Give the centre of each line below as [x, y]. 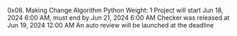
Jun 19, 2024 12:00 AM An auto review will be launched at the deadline [111, 25]
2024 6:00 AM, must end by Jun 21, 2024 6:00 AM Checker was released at [118, 18]
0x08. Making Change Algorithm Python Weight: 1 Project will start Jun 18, [115, 10]
